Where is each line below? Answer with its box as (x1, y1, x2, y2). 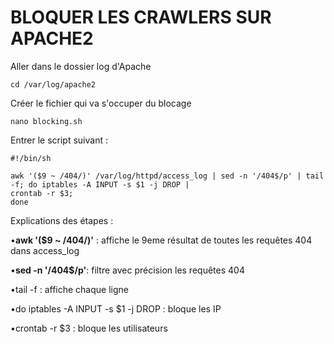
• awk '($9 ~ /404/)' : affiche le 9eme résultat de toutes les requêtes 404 (10, 234, 313, 246)
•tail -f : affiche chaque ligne (10, 283, 129, 295)
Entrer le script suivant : (10, 134, 108, 146)
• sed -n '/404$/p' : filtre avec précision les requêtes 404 (10, 264, 245, 276)
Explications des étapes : (10, 214, 114, 226)
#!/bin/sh (10, 153, 52, 163)
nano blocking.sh (10, 116, 83, 126)
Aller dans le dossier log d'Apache (10, 60, 152, 72)
